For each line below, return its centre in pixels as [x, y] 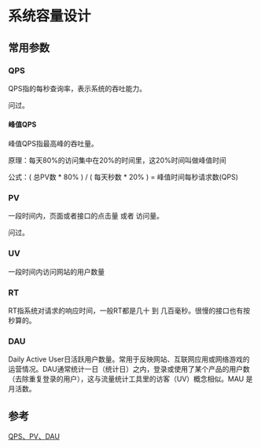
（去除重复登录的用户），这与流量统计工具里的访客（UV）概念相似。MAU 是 [130, 379]
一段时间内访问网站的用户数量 [56, 271]
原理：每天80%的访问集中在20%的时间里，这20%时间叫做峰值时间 [117, 160]
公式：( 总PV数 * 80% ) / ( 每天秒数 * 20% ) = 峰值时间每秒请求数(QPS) [123, 177]
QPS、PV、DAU [34, 436]
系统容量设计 [50, 16]
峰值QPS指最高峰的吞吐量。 [53, 144]
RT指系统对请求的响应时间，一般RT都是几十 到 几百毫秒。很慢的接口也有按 [129, 310]
